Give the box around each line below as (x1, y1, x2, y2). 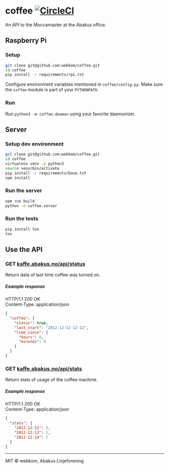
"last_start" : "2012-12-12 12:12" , (14, 325, 89, 330)
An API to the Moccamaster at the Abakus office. (5, 22, 107, 28)
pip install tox (5, 227, 39, 232)
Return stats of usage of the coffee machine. (5, 377, 98, 383)
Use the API (5, 245, 43, 254)
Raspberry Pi (5, 36, 47, 45)
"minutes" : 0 (18, 339, 46, 345)
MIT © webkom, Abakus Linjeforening (5, 458, 84, 464)
